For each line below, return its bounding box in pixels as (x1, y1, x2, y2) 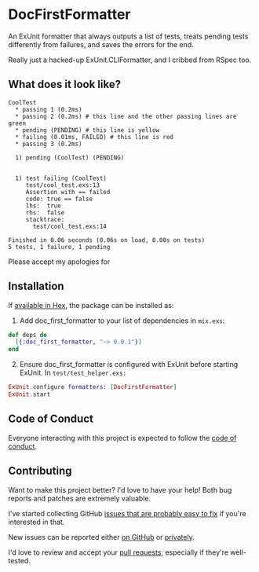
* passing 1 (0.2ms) (15, 105, 82, 113)
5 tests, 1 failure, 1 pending (8, 243, 111, 251)
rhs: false (25, 208, 65, 217)
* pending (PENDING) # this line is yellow (15, 126, 159, 134)
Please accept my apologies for (8, 257, 111, 266)
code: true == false (25, 195, 93, 203)
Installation (8, 280, 64, 293)
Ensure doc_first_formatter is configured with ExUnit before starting (19, 360, 239, 369)
